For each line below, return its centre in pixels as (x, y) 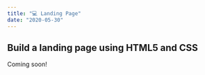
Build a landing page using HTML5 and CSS (102, 48)
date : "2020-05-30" (35, 20)
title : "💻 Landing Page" (44, 13)
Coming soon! (27, 64)
